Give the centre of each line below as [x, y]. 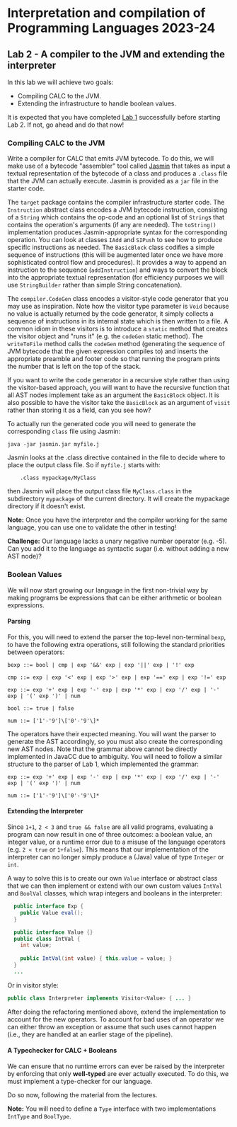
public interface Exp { [48, 906]
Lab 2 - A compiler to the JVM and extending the [116, 54]
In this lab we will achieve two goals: [60, 82]
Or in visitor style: [33, 985]
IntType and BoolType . [40, 1116]
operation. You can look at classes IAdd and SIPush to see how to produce [115, 240]
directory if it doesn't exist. [47, 506]
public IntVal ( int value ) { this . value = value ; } [96, 959]
